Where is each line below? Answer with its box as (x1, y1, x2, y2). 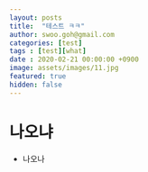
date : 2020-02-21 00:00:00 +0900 (9, 55, 140, 64)
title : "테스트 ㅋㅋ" (9, 22, 86, 31)
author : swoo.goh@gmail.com (9, 30, 116, 39)
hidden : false (9, 80, 63, 89)
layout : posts (9, 13, 63, 23)
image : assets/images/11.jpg (9, 64, 119, 73)
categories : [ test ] (9, 38, 83, 48)
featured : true (9, 72, 67, 81)
